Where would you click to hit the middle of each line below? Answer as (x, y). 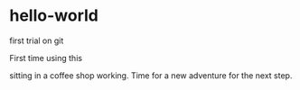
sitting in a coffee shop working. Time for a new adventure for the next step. (151, 75)
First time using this (46, 58)
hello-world (54, 16)
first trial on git (37, 40)
